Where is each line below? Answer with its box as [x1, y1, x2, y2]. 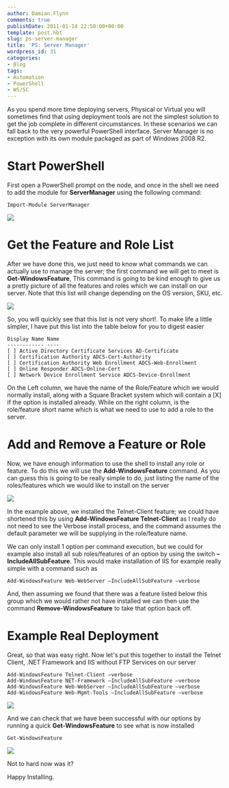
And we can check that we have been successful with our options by [7, 714, 202, 722]
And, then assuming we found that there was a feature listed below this [7, 589, 207, 598]
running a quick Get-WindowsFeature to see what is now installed [7, 721, 195, 730]
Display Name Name [7, 336, 59, 343]
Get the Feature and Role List [7, 237, 174, 253]
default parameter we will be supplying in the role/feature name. [7, 529, 188, 537]
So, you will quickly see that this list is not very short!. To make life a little [7, 315, 213, 323]
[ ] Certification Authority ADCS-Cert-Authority [7, 354, 152, 360]
